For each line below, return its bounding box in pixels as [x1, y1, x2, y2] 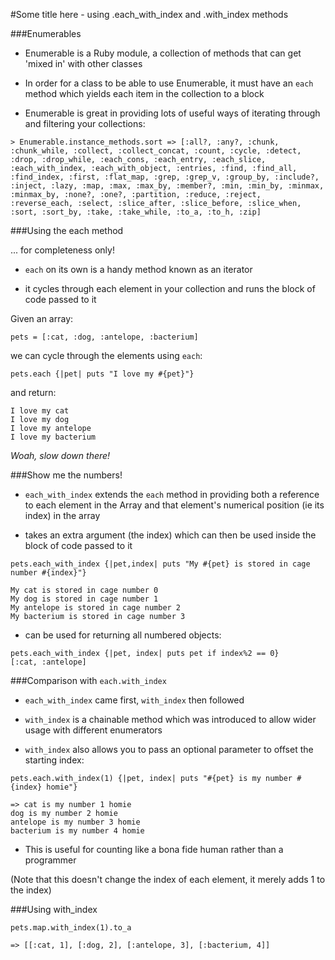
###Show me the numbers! [10, 469, 123, 481]
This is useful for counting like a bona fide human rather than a [24, 844, 284, 855]
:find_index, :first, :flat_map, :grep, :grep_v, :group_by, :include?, [10, 172, 320, 182]
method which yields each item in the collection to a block [24, 88, 265, 99]
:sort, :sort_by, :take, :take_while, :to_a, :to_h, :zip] [10, 207, 262, 217]
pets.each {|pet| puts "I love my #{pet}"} [10, 369, 195, 379]
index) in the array [24, 510, 101, 521]
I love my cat [10, 406, 70, 416]
